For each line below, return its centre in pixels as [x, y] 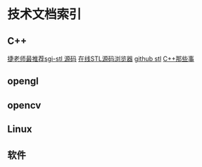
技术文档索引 [45, 14]
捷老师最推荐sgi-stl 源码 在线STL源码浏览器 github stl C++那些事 [101, 58]
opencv [24, 105]
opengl [23, 81]
